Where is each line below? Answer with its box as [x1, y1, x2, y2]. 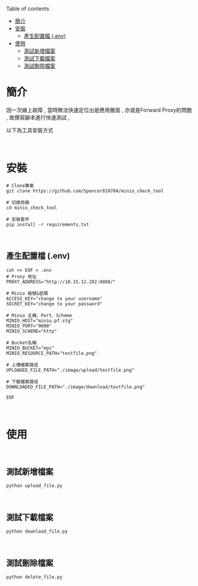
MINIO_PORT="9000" [6, 323, 52, 329]
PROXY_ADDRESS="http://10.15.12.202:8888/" [6, 278, 116, 285]
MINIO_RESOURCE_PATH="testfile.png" [6, 350, 97, 356]
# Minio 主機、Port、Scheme [6, 312, 73, 318]
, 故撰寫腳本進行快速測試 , [6, 114, 70, 121]
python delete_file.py [6, 574, 63, 580]
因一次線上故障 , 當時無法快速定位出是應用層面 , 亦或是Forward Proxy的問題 [6, 106, 192, 113]
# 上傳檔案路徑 [6, 362, 39, 368]
